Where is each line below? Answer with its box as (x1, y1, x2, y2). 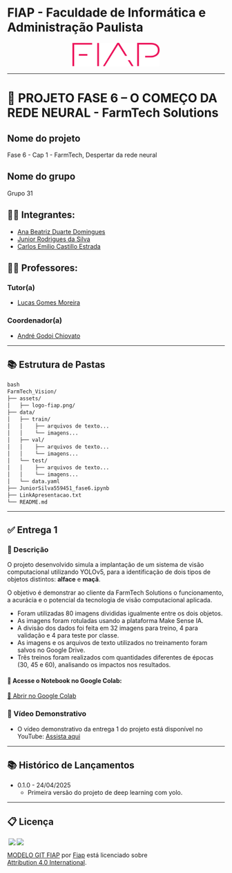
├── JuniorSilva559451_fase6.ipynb (7, 485, 110, 492)
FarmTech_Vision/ (7, 388, 57, 395)
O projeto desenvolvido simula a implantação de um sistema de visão (7, 561, 204, 569)
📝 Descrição (7, 544, 49, 554)
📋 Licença (7, 816, 54, 827)
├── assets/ (7, 395, 41, 402)
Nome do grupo (7, 171, 76, 182)
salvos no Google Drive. (17, 646, 86, 654)
